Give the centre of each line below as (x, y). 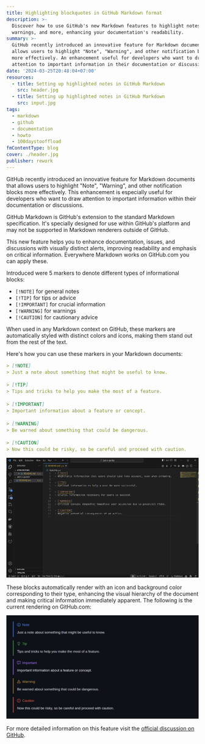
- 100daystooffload (37, 142)
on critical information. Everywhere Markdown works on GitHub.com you (98, 255)
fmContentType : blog (33, 148)
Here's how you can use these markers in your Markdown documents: (95, 353)
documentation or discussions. (45, 205)
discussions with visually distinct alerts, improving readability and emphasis (102, 248)
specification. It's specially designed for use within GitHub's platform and (98, 223)
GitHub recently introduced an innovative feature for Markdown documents (101, 179)
